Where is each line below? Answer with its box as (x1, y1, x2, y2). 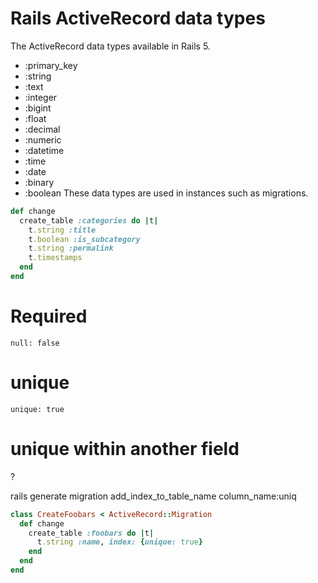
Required (10, 305, 88, 328)
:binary (24, 176, 55, 188)
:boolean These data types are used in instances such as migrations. (24, 187, 309, 199)
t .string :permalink (28, 243, 114, 254)
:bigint (24, 102, 52, 114)
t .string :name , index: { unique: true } (36, 537, 203, 547)
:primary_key (24, 59, 78, 71)
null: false (10, 338, 60, 348)
